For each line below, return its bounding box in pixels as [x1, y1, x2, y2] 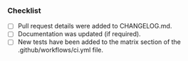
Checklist [7, 6, 41, 16]
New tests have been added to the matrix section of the [17, 38, 182, 46]
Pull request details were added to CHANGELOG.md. [17, 22, 172, 30]
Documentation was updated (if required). [17, 30, 141, 38]
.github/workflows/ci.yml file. [17, 45, 103, 55]
